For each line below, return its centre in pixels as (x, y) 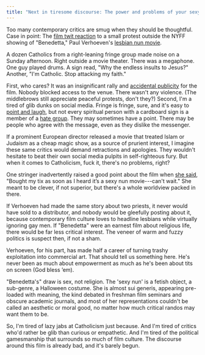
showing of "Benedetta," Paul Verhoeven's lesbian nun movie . (84, 42)
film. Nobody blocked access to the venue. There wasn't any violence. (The (102, 92)
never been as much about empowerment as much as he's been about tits (100, 263)
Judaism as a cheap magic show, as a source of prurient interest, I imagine (100, 143)
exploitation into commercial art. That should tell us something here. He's (98, 256)
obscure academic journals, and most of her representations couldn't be (97, 301)
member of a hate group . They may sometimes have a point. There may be (100, 118)
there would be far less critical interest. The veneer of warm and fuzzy (95, 232)
